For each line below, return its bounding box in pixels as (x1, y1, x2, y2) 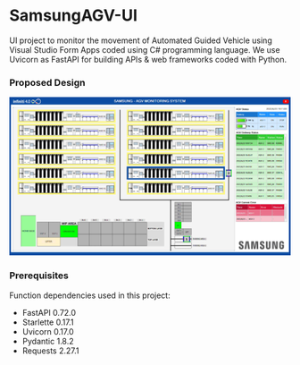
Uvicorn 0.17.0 (21, 326, 74, 336)
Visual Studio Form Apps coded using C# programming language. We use (9, 44, 280, 55)
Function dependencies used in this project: (9, 290, 171, 301)
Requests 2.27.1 (21, 345, 79, 356)
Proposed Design (9, 76, 87, 89)
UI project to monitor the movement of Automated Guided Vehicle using (9, 35, 272, 46)
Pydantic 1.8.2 (21, 335, 74, 346)
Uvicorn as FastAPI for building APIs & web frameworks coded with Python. (9, 54, 287, 64)
